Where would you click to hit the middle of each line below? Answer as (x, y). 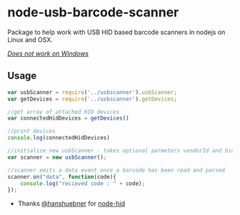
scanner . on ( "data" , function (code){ (62, 177)
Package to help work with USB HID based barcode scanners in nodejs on (116, 32)
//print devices (31, 131)
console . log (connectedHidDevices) (59, 138)
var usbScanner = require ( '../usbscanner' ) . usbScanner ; (92, 92)
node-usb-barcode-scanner (93, 12)
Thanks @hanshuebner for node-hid (71, 204)
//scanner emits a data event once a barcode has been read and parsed (116, 170)
